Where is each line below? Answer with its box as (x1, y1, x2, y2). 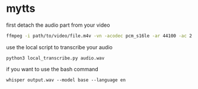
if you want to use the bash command (6, 65, 99, 72)
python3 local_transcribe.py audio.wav (6, 55, 105, 61)
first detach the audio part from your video (6, 21, 110, 28)
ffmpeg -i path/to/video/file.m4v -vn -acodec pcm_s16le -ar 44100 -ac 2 (6, 33, 193, 39)
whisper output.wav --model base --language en (6, 77, 126, 83)
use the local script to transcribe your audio (6, 43, 113, 50)
